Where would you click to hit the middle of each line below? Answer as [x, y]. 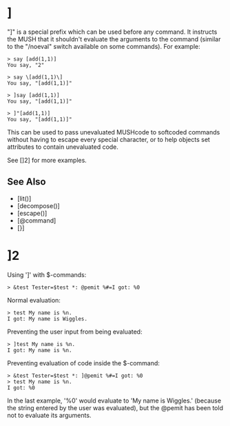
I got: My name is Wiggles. [48, 318]
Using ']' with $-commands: [47, 274]
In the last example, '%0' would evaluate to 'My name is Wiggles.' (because [114, 400]
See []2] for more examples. [47, 160]
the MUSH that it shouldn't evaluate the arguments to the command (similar [114, 39]
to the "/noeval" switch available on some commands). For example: [104, 46]
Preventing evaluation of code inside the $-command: [84, 363]
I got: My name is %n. [40, 350]
